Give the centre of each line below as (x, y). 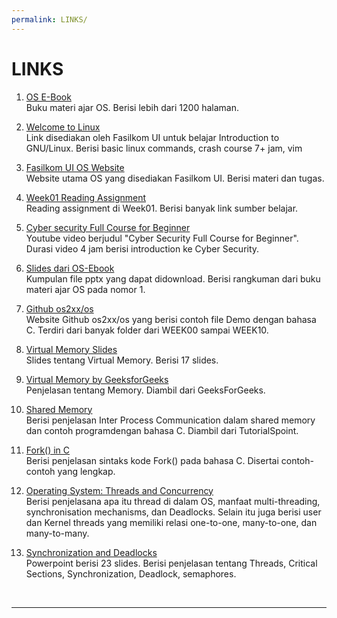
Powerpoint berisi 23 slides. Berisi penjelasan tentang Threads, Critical (171, 563)
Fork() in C (48, 450)
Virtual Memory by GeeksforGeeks (97, 379)
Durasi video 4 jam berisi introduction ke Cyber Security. (142, 248)
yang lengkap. (86, 471)
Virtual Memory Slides (71, 349)
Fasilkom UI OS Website (75, 167)
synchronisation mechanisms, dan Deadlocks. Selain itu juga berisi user (173, 512)
